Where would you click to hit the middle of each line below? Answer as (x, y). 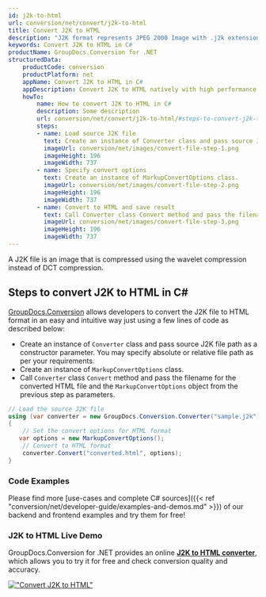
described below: (36, 328)
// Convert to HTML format (67, 446)
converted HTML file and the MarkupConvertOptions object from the (129, 386)
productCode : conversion (63, 67)
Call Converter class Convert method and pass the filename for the (128, 377)
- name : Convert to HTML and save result (106, 207)
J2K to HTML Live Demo (55, 535)
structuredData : (35, 60)
